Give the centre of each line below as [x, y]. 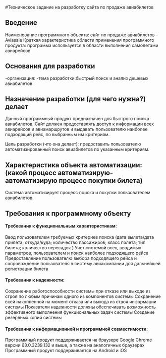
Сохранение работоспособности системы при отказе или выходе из [78, 291]
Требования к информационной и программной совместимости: [77, 329]
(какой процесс [31, 173]
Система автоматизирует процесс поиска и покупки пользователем [78, 193]
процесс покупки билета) [101, 180]
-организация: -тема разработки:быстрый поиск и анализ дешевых [77, 78]
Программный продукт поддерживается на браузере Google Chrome [79, 340]
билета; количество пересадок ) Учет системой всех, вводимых [73, 247]
